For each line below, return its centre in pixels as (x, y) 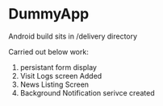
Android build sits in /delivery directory (73, 36)
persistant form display (58, 67)
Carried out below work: (48, 51)
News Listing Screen (54, 84)
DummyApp (49, 14)
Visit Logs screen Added (61, 75)
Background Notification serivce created (87, 92)
